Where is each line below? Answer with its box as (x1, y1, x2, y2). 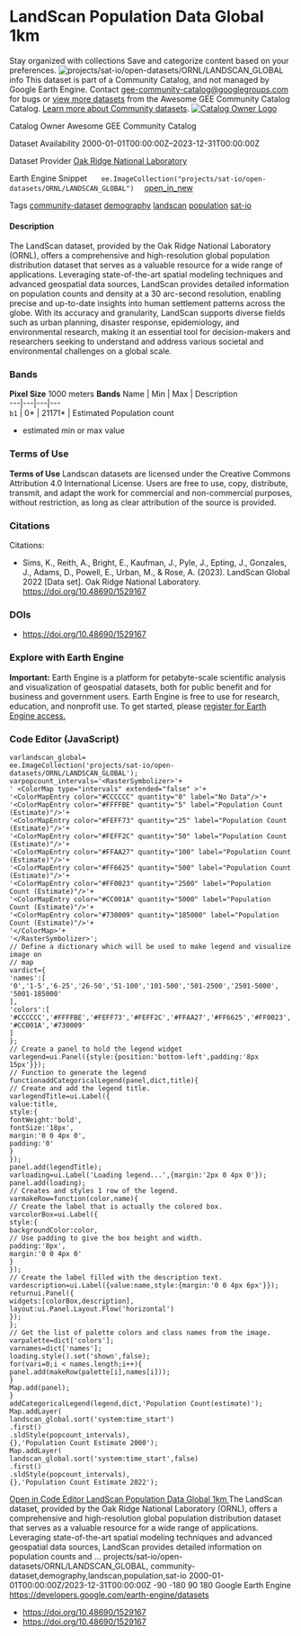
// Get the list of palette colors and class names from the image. (9, 1328, 271, 1337)
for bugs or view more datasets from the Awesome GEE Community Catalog (9, 93, 290, 104)
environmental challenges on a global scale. (9, 346, 173, 357)
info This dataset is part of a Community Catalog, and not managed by (9, 74, 270, 85)
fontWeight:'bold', (9, 1115, 83, 1125)
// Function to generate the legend (9, 1068, 146, 1077)
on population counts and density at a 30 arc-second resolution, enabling (9, 288, 281, 299)
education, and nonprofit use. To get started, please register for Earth (9, 700, 267, 711)
